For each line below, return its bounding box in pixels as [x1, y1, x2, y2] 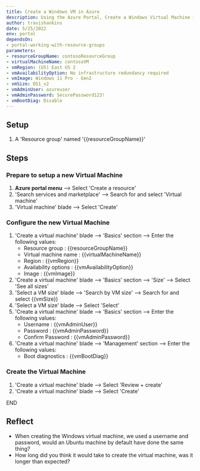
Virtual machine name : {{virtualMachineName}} [23, 251, 142, 258]
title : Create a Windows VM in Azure [6, 8, 100, 15]
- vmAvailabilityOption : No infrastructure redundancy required [6, 70, 169, 76]
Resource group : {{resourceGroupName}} [23, 244, 128, 252]
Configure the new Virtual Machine [6, 219, 110, 227]
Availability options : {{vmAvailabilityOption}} [23, 264, 134, 271]
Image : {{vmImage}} [23, 270, 76, 277]
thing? [14, 445, 31, 452]
